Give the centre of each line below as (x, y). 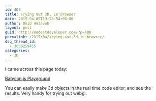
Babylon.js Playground (28, 78)
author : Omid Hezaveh (27, 23)
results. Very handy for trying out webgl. (46, 93)
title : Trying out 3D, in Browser (41, 14)
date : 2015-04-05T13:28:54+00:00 (39, 19)
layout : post (18, 28)
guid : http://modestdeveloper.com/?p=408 (48, 32)
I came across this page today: (36, 69)
